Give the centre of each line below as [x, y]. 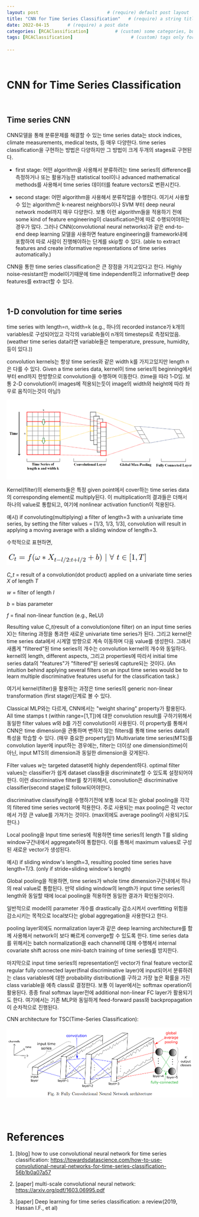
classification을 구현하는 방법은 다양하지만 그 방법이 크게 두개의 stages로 [92, 150]
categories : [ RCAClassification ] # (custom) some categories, [97, 31]
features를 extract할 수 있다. [40, 281]
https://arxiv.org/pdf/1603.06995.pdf [60, 1190]
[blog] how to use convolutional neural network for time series [91, 1154]
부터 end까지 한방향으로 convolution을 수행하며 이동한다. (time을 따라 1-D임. [96, 376]
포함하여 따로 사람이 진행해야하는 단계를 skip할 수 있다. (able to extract [98, 241]
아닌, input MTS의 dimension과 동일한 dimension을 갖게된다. [78, 753]
